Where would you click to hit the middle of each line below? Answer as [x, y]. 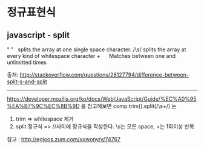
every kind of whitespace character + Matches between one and [91, 56]
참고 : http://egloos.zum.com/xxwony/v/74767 [64, 139]
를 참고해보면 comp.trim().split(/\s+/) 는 [129, 106]
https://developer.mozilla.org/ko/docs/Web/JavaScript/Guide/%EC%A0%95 [102, 99]
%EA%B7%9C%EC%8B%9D [43, 106]
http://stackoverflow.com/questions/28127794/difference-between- [104, 75]
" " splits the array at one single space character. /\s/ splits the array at [97, 49]
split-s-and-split [27, 81]
